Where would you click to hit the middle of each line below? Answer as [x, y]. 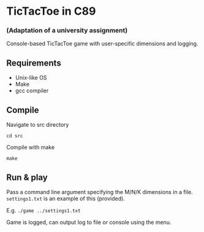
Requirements [34, 63]
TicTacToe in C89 [51, 11]
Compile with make [31, 148]
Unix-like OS [31, 78]
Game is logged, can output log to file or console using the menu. [89, 222]
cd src [15, 136]
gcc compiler [32, 91]
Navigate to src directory [38, 125]
